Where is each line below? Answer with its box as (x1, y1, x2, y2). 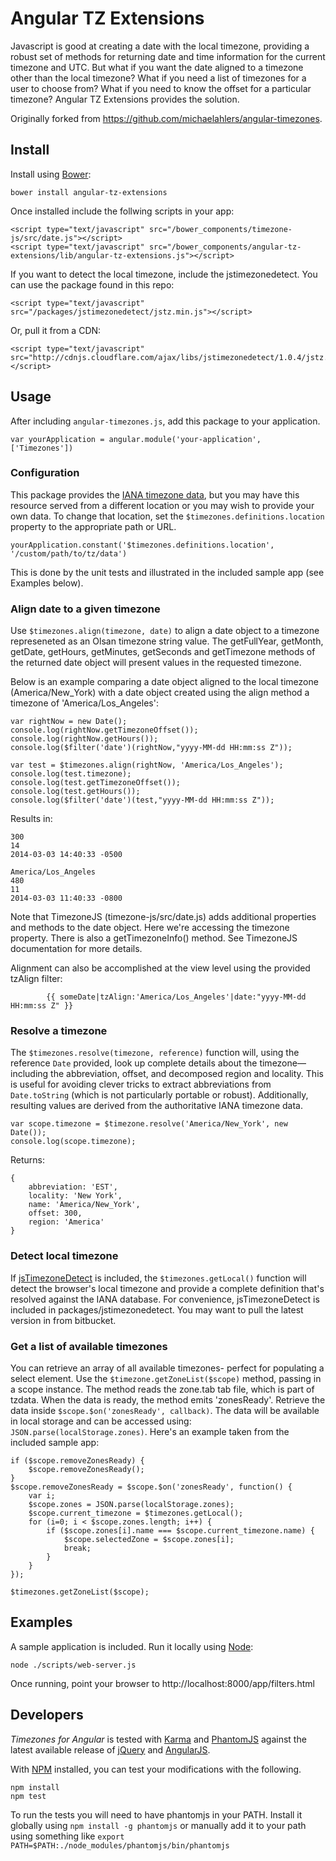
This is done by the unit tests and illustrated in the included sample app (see (10, 566, 325, 578)
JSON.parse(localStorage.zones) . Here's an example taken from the (10, 1426, 290, 1438)
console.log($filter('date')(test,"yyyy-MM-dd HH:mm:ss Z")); (10, 795, 275, 806)
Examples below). (10, 577, 84, 589)
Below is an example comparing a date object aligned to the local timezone (10, 676, 319, 688)
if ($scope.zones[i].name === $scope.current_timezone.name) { (46, 1526, 315, 1536)
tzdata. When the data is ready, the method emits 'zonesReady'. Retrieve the (10, 1394, 326, 1406)
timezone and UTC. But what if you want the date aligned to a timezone (10, 61, 304, 73)
